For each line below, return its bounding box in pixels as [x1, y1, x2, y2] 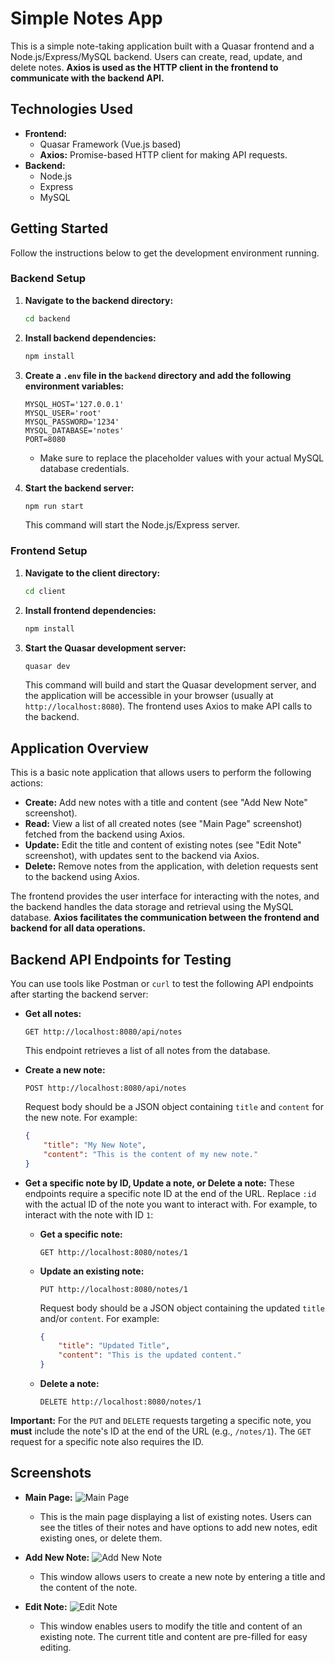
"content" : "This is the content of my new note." [43, 1149, 259, 1159]
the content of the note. [39, 1581, 138, 1593]
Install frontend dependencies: [24, 604, 157, 616]
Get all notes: [24, 1008, 82, 1020]
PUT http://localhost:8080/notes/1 [39, 1284, 188, 1294]
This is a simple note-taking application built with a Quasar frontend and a [10, 40, 315, 52]
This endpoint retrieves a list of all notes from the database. [24, 1045, 271, 1057]
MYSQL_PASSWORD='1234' [24, 417, 120, 427]
